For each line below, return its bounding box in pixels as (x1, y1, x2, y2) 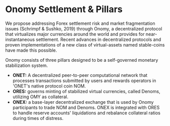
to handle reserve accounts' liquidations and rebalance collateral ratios (12, 110, 161, 116)
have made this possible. (5, 47, 57, 53)
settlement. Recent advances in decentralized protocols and (35, 36, 161, 43)
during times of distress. (12, 115, 64, 121)
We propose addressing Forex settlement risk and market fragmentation (5, 20, 155, 26)
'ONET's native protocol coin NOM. (12, 82, 86, 89)
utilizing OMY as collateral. (12, 94, 68, 100)
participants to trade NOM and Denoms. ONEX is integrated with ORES (12, 104, 160, 110)
